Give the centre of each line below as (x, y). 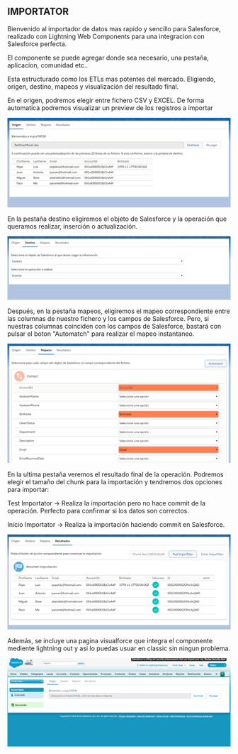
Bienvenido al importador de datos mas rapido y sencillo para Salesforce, (114, 28)
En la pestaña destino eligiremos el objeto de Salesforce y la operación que (117, 219)
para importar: (28, 490)
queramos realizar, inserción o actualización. (73, 226)
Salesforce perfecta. (37, 44)
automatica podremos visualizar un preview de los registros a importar (110, 108)
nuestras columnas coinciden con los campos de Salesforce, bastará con (114, 327)
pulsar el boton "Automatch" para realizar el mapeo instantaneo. (101, 334)
